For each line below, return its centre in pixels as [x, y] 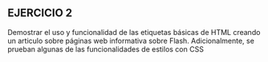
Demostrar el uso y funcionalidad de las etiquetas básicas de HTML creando [134, 32]
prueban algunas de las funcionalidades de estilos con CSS [106, 49]
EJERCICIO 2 [40, 13]
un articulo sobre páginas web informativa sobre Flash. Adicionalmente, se [131, 41]
